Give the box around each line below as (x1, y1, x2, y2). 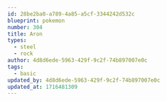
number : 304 (7, 23, 43, 31)
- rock (14, 51, 33, 58)
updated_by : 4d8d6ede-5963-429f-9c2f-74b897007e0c (7, 76, 161, 84)
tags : (7, 63, 23, 70)
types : (7, 37, 27, 44)
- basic (14, 70, 37, 77)
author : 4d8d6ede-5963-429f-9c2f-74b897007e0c (7, 57, 148, 64)
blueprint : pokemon (7, 17, 65, 24)
